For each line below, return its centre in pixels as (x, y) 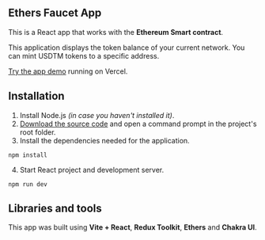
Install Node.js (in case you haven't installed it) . (97, 115)
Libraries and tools (55, 209)
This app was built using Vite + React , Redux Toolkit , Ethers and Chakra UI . (132, 227)
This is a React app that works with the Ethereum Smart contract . (116, 32)
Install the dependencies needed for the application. (104, 140)
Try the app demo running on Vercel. (68, 71)
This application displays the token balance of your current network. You (127, 48)
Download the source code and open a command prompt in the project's (138, 124)
